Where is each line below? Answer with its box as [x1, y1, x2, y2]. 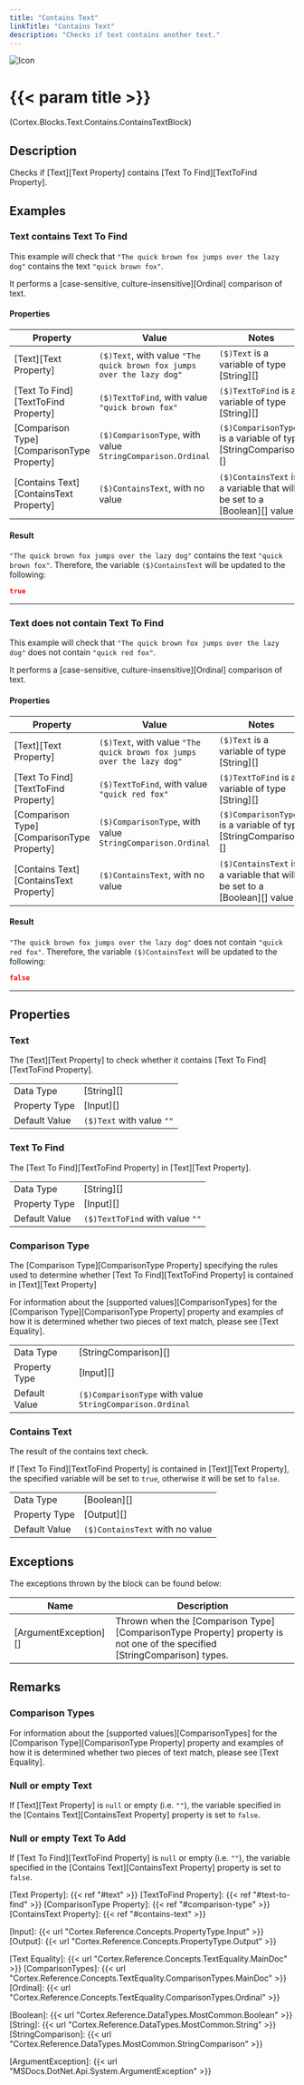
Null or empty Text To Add [9, 1832, 127, 1845]
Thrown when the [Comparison [115, 1615, 249, 1628]
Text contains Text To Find [9, 230, 128, 243]
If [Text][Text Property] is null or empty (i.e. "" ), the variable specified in [9, 1800, 281, 1811]
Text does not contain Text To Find [9, 617, 165, 630]
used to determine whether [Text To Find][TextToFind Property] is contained [9, 1269, 294, 1280]
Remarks [9, 1679, 62, 1695]
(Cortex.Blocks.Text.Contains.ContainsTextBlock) [9, 117, 192, 128]
